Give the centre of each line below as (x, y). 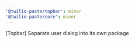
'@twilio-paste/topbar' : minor (44, 11)
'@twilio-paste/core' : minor (41, 17)
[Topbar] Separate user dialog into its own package (67, 33)
